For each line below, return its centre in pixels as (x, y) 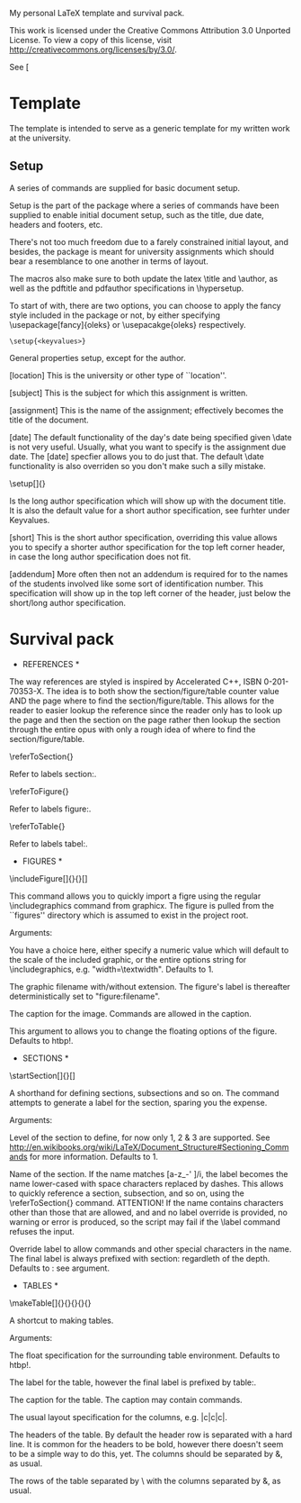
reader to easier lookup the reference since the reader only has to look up (146, 710)
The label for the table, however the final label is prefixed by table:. (133, 1382)
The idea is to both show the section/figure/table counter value (163, 691)
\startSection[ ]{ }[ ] (43, 1075)
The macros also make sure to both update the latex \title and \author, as (144, 278)
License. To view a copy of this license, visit (91, 40)
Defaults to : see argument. (60, 1268)
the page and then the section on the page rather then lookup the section (145, 720)
